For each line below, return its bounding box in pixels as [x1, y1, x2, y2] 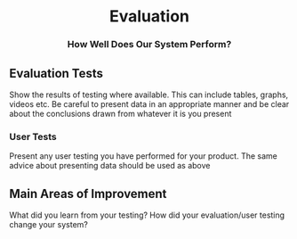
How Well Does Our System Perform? [67, 38, 232, 51]
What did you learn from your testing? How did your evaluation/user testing [9, 210, 285, 220]
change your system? [9, 219, 89, 230]
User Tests [9, 130, 57, 143]
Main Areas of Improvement [9, 185, 167, 202]
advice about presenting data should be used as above [9, 161, 211, 171]
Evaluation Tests [9, 65, 104, 81]
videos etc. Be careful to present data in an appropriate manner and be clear [9, 98, 290, 109]
